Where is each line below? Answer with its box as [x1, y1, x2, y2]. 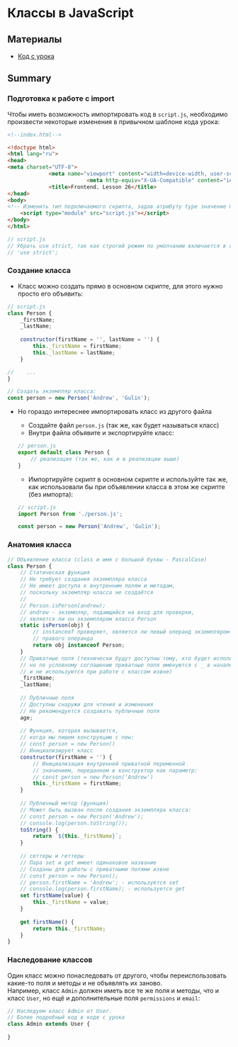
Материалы [7, 33, 62, 45]
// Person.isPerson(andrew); [20, 602, 106, 609]
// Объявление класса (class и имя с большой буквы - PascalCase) [7, 556, 208, 563]
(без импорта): [28, 490, 73, 498]
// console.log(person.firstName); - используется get [20, 885, 186, 892]
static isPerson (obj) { [20, 622, 91, 629]
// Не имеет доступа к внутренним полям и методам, [20, 583, 176, 590]
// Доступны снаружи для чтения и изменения [20, 700, 154, 708]
